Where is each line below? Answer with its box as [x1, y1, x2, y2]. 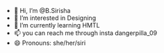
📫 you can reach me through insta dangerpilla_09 [13, 29, 158, 37]
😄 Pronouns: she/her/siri [13, 39, 86, 47]
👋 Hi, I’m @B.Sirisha [13, 7, 71, 14]
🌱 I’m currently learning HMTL [13, 21, 100, 29]
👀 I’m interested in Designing [13, 14, 96, 22]
